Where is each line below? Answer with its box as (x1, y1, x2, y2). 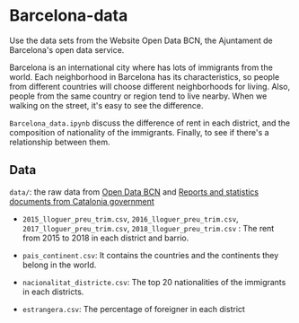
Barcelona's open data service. (9, 44, 125, 55)
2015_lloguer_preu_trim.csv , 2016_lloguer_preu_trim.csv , (22, 213, 240, 224)
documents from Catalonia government (9, 196, 154, 206)
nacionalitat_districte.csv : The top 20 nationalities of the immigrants (22, 276, 286, 287)
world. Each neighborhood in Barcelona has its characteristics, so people (9, 71, 280, 82)
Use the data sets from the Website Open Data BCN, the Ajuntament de (9, 35, 273, 46)
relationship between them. (9, 136, 110, 147)
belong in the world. (22, 259, 97, 270)
